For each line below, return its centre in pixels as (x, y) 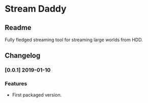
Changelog (23, 56)
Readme (18, 28)
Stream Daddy (36, 9)
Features (16, 84)
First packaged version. (37, 95)
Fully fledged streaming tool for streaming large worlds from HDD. (74, 40)
